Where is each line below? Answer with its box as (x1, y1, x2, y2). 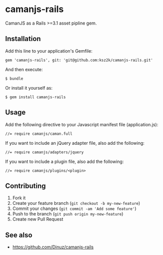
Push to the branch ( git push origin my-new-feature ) (12, 211, 123, 217)
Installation (5, 35, 41, 43)
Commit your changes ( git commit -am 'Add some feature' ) (12, 205, 136, 211)
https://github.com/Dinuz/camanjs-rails (12, 244, 94, 250)
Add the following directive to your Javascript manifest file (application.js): (5, 121, 158, 127)
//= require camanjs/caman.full (5, 131, 72, 136)
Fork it (12, 195, 26, 201)
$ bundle (5, 76, 23, 81)
